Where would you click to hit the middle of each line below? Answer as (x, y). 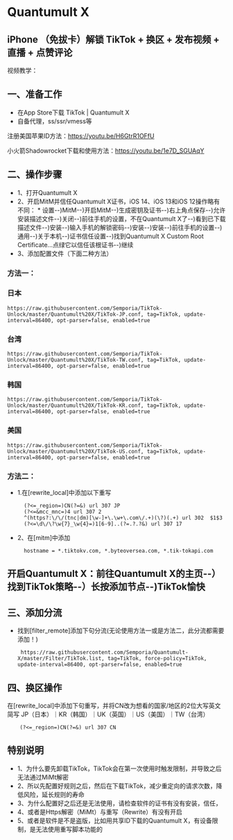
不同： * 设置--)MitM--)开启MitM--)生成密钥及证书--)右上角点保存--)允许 (121, 210)
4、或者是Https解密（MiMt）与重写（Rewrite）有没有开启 (100, 812)
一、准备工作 (35, 94)
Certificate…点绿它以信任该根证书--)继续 (75, 244)
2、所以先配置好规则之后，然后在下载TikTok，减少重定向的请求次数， (116, 786)
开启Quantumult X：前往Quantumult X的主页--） (114, 574)
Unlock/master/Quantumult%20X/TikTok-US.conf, (76, 451)
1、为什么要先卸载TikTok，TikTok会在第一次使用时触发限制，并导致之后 (119, 768)
